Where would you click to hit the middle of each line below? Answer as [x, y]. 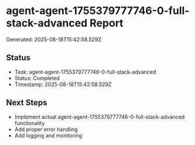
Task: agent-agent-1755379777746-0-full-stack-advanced [85, 72]
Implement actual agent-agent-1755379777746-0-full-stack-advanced [100, 117]
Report [107, 23]
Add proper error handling [46, 129]
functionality [30, 123]
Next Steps [27, 103]
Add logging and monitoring [48, 135]
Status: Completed [37, 78]
